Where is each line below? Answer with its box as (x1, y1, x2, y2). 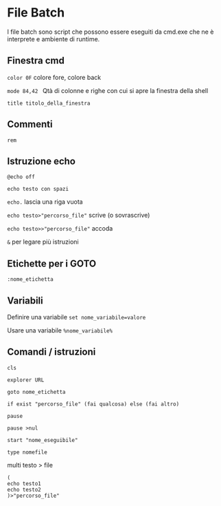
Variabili (7, 295, 43, 306)
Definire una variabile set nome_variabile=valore (7, 313, 146, 321)
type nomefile (7, 449, 48, 456)
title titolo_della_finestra (7, 100, 91, 107)
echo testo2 (7, 486, 41, 493)
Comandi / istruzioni (7, 346, 96, 358)
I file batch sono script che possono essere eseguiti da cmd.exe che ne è (7, 28, 214, 36)
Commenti (7, 118, 53, 130)
